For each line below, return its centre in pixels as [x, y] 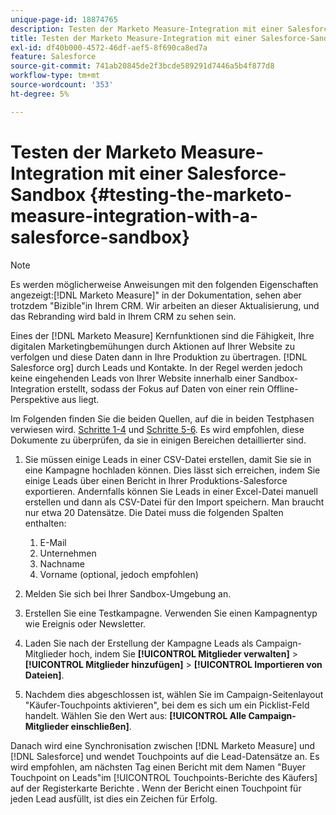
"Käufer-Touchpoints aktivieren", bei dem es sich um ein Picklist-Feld [167, 705]
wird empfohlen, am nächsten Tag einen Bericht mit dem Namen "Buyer [158, 767]
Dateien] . [44, 675]
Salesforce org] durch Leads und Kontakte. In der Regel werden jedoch [156, 367]
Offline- [282, 388]
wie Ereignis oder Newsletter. [85, 623]
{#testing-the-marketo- [191, 194]
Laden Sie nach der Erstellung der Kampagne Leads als [139, 643]
